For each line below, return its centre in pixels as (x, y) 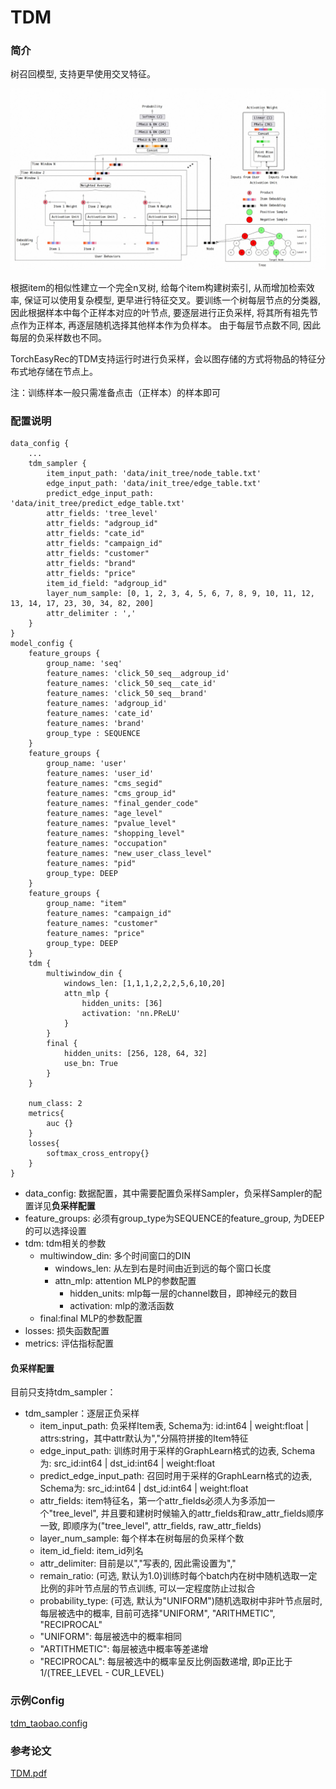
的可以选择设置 (55, 1231)
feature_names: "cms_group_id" (111, 794)
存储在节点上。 (67, 371)
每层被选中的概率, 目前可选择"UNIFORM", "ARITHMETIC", (157, 1613)
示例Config (37, 1701)
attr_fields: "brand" (91, 564)
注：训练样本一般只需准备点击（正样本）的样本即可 (115, 392)
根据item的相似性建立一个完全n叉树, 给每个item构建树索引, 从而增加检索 (158, 287)
